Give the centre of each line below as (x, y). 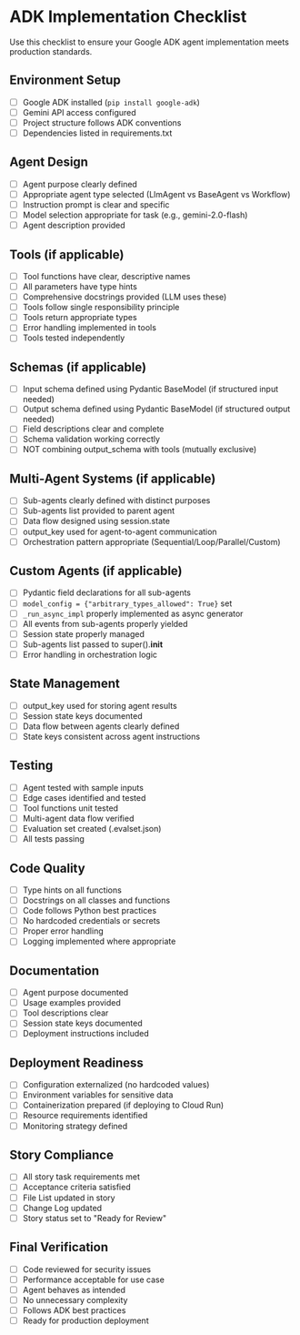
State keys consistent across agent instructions (111, 736)
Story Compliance (61, 1154)
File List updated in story (69, 1198)
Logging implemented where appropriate (99, 941)
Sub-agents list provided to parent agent (99, 511)
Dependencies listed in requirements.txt (97, 133)
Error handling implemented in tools (90, 328)
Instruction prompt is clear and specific (96, 204)
